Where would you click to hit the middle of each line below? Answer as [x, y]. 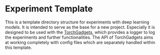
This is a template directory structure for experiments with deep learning [77, 22]
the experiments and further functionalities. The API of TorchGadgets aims [79, 37]
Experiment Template [49, 9]
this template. [19, 47]
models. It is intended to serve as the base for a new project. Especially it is [80, 27]
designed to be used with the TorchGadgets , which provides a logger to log [80, 32]
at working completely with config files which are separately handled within [80, 42]
